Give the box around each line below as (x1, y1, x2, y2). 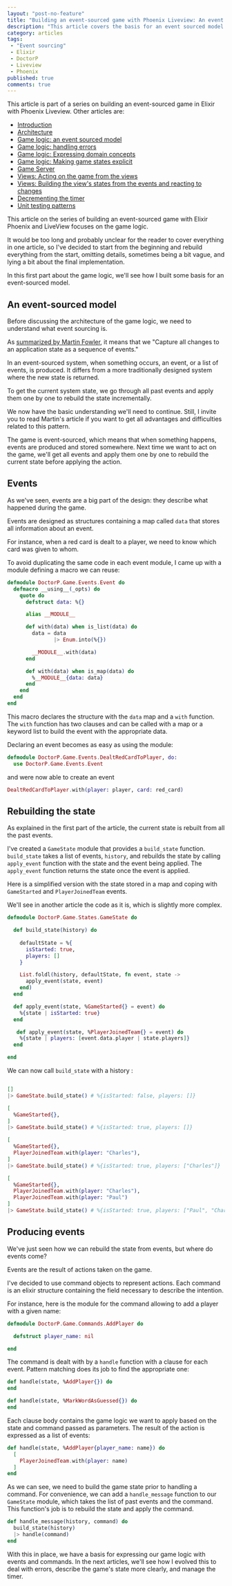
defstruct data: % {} (25, 598, 85, 606)
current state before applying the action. (7, 458, 122, 466)
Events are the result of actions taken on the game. (7, 1265, 153, 1274)
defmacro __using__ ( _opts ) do (13, 586, 100, 593)
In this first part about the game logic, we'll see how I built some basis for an (7, 271, 224, 280)
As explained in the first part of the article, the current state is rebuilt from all (7, 824, 225, 832)
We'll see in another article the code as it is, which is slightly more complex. (7, 901, 222, 909)
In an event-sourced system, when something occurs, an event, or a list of (7, 359, 219, 367)
